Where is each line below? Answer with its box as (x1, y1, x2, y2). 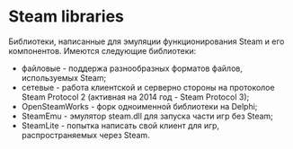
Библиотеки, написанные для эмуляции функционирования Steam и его (8, 36, 285, 47)
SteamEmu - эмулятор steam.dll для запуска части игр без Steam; (21, 110, 273, 121)
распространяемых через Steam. (21, 129, 150, 140)
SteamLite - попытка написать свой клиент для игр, (21, 119, 220, 131)
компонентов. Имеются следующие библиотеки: (8, 45, 197, 56)
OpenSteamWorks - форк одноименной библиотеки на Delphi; (21, 101, 258, 111)
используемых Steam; (21, 72, 107, 83)
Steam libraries (8, 6, 125, 27)
